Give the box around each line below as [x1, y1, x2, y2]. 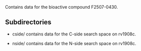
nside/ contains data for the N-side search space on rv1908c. [12, 40, 137, 46]
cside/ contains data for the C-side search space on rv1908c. [12, 31, 136, 37]
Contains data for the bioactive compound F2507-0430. [5, 4, 118, 10]
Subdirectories [5, 18, 51, 26]
